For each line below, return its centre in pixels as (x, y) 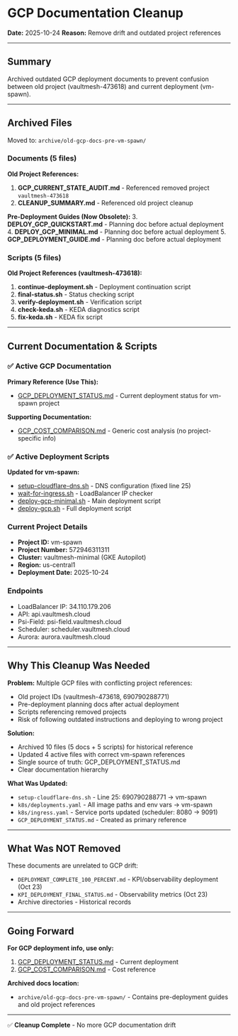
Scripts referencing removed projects (72, 711)
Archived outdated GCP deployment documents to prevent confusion (108, 79)
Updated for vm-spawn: (44, 472)
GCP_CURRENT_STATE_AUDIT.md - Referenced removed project (114, 188)
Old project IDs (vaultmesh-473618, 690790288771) (93, 696)
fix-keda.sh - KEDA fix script (60, 317)
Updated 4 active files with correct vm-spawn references (101, 754)
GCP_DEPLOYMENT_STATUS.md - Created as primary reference (102, 819)
